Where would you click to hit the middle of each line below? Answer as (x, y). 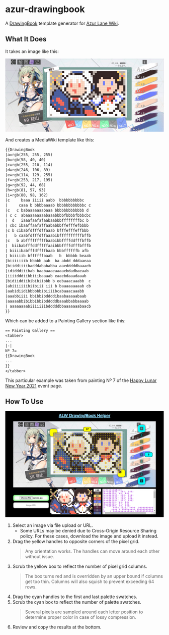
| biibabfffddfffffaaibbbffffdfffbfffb (48, 246)
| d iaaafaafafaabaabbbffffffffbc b (47, 221)
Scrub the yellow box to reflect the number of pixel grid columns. (80, 566)
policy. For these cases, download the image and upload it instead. (89, 536)
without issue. (39, 556)
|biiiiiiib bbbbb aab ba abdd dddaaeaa (48, 261)
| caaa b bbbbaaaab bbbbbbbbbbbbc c (48, 206)
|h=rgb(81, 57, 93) (26, 190)
